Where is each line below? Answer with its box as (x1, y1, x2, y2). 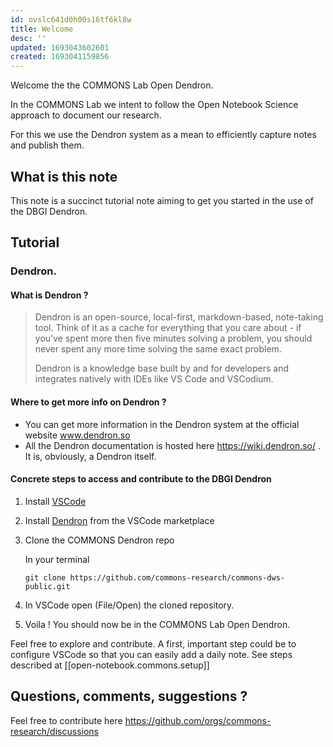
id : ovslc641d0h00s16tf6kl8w (10, 14, 132, 25)
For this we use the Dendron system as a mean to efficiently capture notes (10, 129, 317, 141)
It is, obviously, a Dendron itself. (24, 450, 157, 462)
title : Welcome (10, 24, 74, 34)
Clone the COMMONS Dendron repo (24, 534, 175, 546)
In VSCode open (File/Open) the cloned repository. (24, 599, 235, 611)
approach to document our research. (10, 109, 162, 121)
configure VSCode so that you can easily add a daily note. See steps (10, 648, 293, 660)
